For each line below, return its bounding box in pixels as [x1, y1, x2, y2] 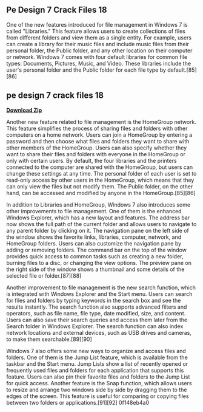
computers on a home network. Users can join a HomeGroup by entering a [6, 131, 193, 139]
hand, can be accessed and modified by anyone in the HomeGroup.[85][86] [6, 189, 196, 196]
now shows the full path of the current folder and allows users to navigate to [6, 220, 197, 227]
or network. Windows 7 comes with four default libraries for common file [6, 53, 188, 60]
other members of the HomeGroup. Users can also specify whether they [6, 144, 187, 151]
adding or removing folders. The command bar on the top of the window [6, 246, 187, 253]
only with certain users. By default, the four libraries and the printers [6, 157, 177, 164]
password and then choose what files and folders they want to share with [6, 137, 190, 145]
